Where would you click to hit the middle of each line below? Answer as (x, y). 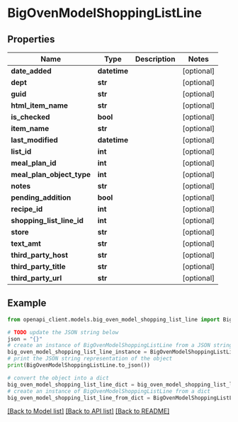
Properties (31, 39)
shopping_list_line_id (47, 221)
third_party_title (38, 267)
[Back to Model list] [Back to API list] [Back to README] (89, 411)
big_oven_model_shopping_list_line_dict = (71, 384)
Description (155, 59)
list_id (21, 152)
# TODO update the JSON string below (63, 332)
